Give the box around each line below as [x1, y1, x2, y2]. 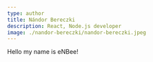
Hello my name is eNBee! [7, 48, 79, 56]
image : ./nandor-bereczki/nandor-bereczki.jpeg [7, 29, 147, 36]
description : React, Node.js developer [7, 22, 122, 29]
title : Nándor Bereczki [7, 16, 76, 23]
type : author [7, 10, 45, 17]
